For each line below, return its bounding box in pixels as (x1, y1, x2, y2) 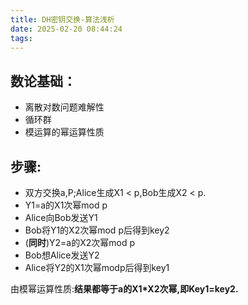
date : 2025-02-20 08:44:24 (10, 24, 123, 34)
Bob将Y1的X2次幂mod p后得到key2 (24, 224, 170, 236)
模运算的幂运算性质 (24, 126, 105, 138)
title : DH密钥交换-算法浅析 (10, 14, 115, 25)
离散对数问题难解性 (24, 101, 105, 113)
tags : (10, 33, 33, 43)
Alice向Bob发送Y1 (24, 212, 98, 223)
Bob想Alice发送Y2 (24, 249, 100, 261)
